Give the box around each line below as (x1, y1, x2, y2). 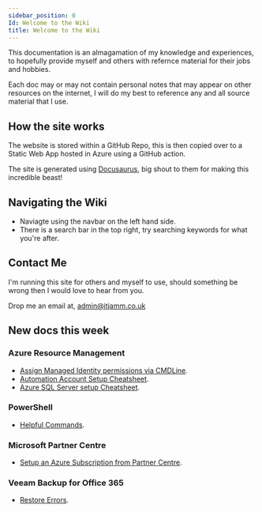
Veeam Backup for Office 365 (8, 477, 124, 488)
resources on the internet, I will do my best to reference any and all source (8, 88, 250, 98)
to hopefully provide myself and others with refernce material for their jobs (8, 56, 251, 66)
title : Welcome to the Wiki (8, 26, 101, 34)
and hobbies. (8, 65, 51, 74)
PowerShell (8, 402, 53, 413)
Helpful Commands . (19, 420, 85, 429)
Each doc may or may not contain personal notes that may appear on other (8, 80, 252, 89)
